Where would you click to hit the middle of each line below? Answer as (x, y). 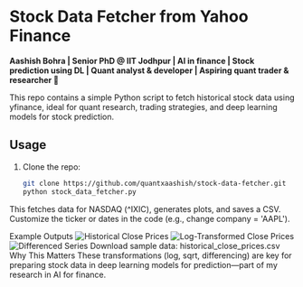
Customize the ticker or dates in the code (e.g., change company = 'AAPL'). (150, 218)
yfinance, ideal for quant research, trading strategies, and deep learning (143, 106)
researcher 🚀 (34, 79)
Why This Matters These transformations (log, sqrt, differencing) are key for (151, 255)
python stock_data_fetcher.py (80, 191)
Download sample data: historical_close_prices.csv (185, 245)
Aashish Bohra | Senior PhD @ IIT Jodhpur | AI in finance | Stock (132, 60)
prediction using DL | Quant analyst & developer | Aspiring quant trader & (149, 70)
